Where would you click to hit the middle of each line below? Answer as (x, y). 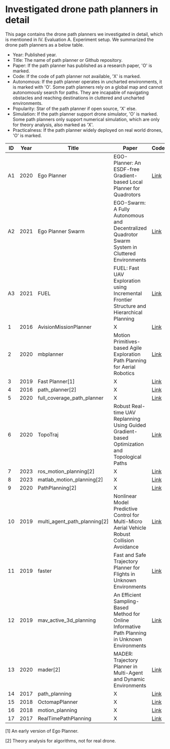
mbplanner (51, 354)
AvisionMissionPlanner (65, 327)
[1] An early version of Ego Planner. (42, 731)
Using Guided (130, 425)
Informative (127, 626)
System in (125, 247)
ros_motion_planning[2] (66, 471)
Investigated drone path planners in (82, 9)
